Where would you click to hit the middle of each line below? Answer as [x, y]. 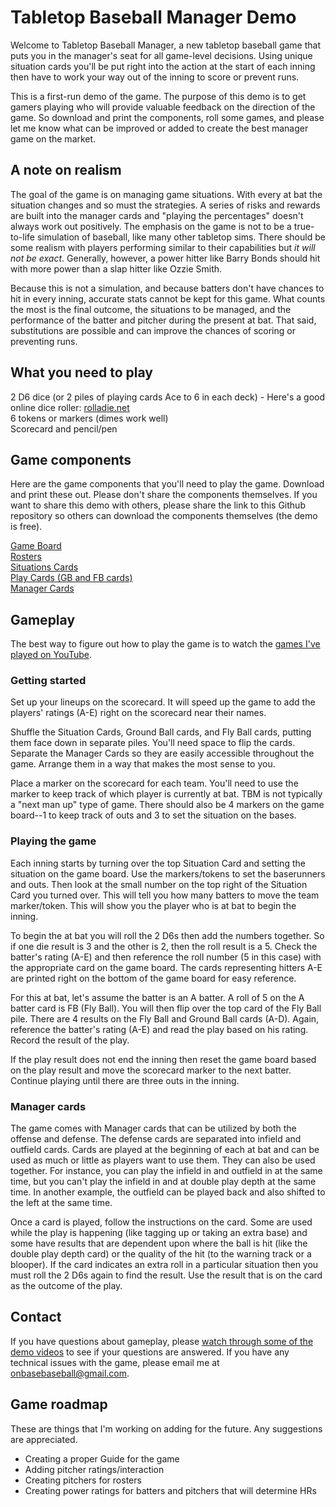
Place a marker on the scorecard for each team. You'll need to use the [154, 783]
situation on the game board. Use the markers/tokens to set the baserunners [168, 873]
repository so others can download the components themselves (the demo [164, 516]
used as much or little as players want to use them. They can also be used [163, 1160]
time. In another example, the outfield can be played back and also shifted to [168, 1192]
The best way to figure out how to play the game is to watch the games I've [165, 644]
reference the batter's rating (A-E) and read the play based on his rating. [159, 1029]
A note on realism [66, 170]
